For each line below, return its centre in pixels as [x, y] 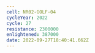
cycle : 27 [19, 23]
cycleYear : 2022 [27, 18]
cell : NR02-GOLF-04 [31, 12]
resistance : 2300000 [33, 29]
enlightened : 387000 [33, 35]
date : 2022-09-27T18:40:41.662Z [47, 40]
